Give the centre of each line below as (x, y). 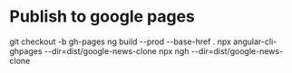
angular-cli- (255, 41)
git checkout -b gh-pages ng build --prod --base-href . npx (120, 41)
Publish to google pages (102, 17)
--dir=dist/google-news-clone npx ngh (117, 50)
